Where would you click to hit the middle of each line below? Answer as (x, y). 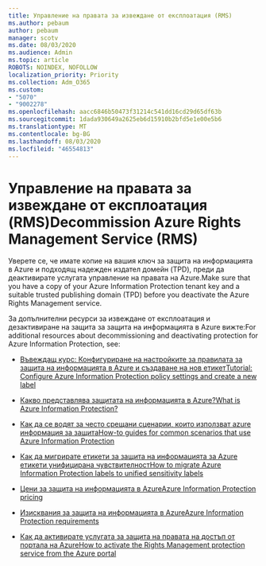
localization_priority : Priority (64, 75)
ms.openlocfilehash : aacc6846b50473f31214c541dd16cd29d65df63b (115, 112)
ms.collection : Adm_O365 (49, 82)
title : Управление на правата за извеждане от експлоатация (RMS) (120, 16)
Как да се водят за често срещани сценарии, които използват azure (135, 424)
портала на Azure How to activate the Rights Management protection (132, 545)
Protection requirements (59, 521)
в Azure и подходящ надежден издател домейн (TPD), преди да (116, 269)
